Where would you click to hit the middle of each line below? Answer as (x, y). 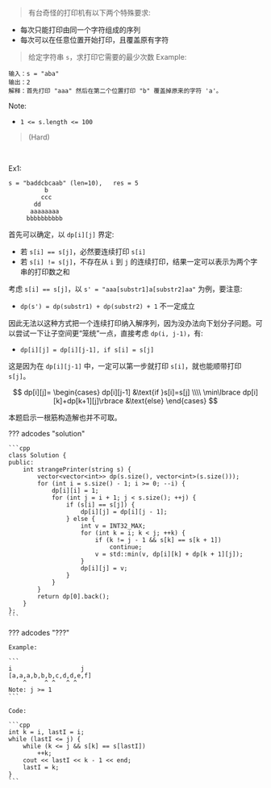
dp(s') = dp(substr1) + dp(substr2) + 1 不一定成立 (107, 306)
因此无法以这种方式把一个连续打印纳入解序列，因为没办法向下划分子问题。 (132, 323)
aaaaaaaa (44, 211)
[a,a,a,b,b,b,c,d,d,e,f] (50, 676)
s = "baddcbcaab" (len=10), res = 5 (73, 183)
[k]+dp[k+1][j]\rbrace (88, 401)
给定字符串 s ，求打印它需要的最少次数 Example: (107, 57)
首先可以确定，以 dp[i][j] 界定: (61, 234)
